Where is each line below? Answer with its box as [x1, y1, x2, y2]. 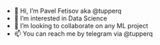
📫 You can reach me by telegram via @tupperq [13, 30, 154, 38]
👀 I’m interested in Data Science [13, 14, 108, 22]
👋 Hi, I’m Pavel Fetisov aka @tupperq [13, 7, 122, 15]
